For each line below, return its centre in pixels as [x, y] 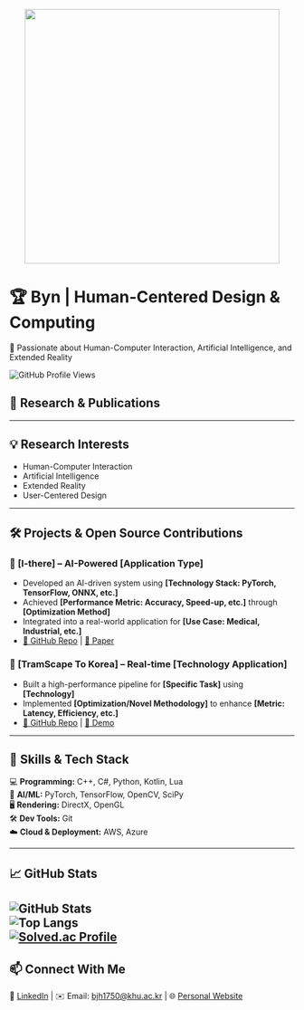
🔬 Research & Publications [85, 403]
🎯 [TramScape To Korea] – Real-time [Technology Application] [148, 664]
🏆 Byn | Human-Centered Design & [145, 297]
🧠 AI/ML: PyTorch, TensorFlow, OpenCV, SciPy [96, 795]
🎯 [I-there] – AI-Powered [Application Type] [106, 563]
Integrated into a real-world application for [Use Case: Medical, [141, 622]
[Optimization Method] [66, 612]
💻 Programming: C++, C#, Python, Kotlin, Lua [96, 782]
